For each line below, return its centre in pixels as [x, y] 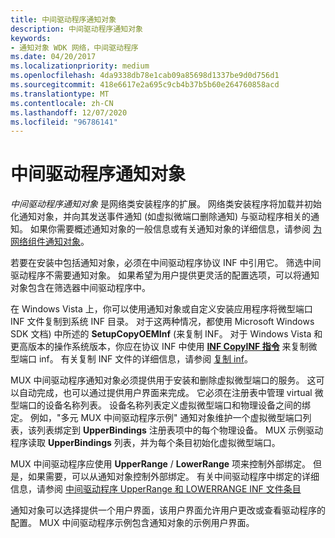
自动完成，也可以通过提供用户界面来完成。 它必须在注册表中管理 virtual [165, 393]
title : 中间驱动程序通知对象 [63, 19]
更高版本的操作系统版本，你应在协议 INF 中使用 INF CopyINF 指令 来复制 [159, 347]
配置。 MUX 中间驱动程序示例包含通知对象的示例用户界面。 [132, 523]
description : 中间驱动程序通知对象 [76, 29]
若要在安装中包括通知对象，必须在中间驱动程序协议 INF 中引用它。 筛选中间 [166, 263]
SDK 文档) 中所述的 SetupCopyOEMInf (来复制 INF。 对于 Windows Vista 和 [166, 334]
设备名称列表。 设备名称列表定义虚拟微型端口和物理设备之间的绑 [177, 405]
